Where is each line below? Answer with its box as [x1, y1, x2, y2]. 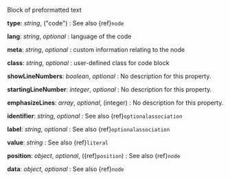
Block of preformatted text [7, 6, 82, 14]
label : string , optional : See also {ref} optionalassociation [7, 125, 170, 133]
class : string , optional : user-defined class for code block [7, 59, 170, 67]
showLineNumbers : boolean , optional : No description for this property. [7, 72, 211, 80]
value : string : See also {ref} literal [7, 138, 108, 146]
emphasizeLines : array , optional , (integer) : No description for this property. [7, 99, 224, 107]
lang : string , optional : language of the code [7, 32, 132, 40]
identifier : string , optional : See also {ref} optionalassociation [7, 112, 183, 120]
